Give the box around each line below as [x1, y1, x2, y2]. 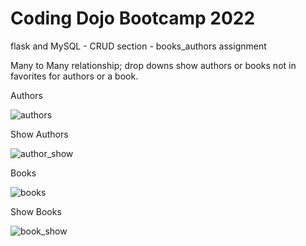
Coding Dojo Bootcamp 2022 [10, 7, 256, 30]
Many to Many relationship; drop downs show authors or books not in [10, 59, 297, 71]
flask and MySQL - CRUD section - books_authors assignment [10, 40, 267, 52]
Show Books [10, 205, 62, 217]
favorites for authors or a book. [10, 70, 139, 82]
